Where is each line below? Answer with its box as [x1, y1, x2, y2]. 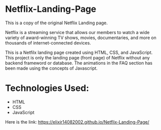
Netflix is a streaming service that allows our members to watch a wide [5, 29, 150, 35]
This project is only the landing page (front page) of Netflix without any [5, 54, 150, 60]
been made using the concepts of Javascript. [5, 65, 98, 71]
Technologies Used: [5, 83, 89, 94]
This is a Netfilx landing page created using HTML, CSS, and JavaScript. [5, 49, 153, 55]
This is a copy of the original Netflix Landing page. [5, 20, 108, 26]
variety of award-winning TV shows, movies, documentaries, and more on [5, 35, 157, 41]
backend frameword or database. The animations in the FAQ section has [5, 60, 153, 66]
